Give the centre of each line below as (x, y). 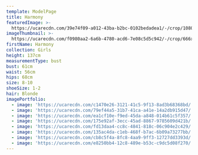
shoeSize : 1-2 (24, 88)
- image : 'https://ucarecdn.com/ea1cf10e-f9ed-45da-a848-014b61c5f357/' (103, 116)
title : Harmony (25, 17)
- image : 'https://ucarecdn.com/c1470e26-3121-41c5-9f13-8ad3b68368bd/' (103, 105)
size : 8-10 (19, 83)
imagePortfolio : (26, 99)
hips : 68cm (19, 77)
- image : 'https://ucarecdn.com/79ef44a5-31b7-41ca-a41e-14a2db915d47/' (103, 110)
